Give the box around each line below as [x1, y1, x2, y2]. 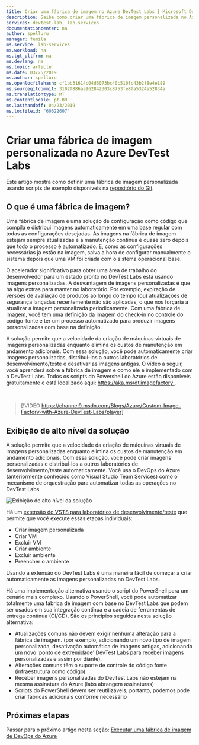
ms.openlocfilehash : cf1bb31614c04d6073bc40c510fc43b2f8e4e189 [6, 81, 166, 87]
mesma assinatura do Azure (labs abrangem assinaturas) [14, 680, 155, 687]
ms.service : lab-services [6, 42, 70, 48]
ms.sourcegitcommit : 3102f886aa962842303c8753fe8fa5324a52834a [6, 86, 166, 92]
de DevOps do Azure [6, 732, 57, 739]
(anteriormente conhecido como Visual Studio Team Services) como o [6, 473, 178, 480]
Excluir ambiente [14, 551, 56, 558]
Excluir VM [14, 539, 41, 546]
